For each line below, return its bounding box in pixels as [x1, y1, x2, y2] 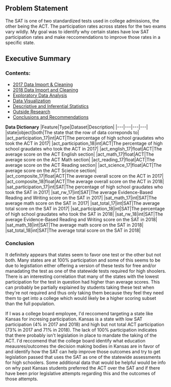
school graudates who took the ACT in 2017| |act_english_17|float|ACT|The [5, 145, 162, 152]
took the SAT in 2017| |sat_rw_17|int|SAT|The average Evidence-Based [5, 189, 153, 195]
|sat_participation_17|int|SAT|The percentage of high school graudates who [5, 184, 163, 190]
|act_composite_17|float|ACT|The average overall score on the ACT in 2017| [5, 173, 164, 179]
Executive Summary [5, 54, 71, 63]
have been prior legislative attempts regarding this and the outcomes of [5, 370, 156, 376]
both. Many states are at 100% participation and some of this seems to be [5, 257, 161, 263]
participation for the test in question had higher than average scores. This [5, 278, 160, 285]
